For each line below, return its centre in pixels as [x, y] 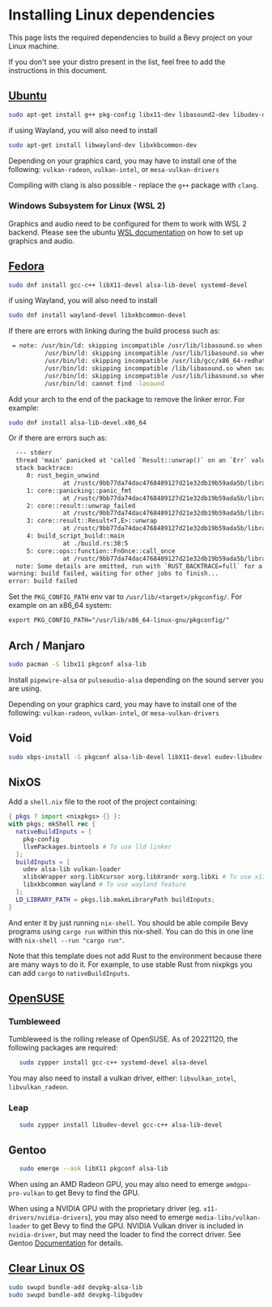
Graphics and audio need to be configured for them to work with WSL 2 [127, 223]
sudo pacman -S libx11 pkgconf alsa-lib [78, 664]
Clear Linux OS [47, 1268]
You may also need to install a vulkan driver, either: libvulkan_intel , [122, 1078]
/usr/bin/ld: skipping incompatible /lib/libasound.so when [148, 368]
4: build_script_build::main [76, 536]
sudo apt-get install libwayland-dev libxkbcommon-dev [103, 145]
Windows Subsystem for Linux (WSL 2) [87, 206]
